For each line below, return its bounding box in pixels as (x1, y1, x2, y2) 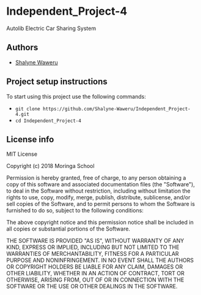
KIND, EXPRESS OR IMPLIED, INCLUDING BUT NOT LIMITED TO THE (6, 243, 180, 251)
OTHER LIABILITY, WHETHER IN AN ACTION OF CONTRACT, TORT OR (6, 270, 185, 277)
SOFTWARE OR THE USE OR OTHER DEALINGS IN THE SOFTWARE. (6, 283, 178, 290)
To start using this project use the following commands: (6, 93, 147, 100)
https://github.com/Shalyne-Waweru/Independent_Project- (42, 105, 191, 112)
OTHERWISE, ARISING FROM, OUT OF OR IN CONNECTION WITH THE (6, 276, 185, 283)
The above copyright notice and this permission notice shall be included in (6, 219, 194, 226)
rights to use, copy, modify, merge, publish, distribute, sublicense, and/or (6, 194, 191, 201)
